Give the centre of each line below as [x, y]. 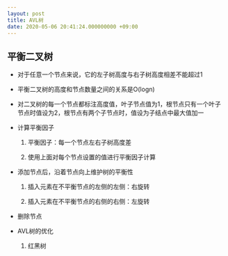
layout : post [26, 14]
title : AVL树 [25, 20]
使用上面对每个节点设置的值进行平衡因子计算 [92, 157]
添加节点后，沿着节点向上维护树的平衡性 [75, 172]
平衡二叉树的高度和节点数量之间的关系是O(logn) [86, 89]
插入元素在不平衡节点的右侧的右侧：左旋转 [89, 202]
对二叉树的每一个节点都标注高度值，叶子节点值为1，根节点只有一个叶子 [119, 104]
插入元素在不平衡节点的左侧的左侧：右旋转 [89, 187]
